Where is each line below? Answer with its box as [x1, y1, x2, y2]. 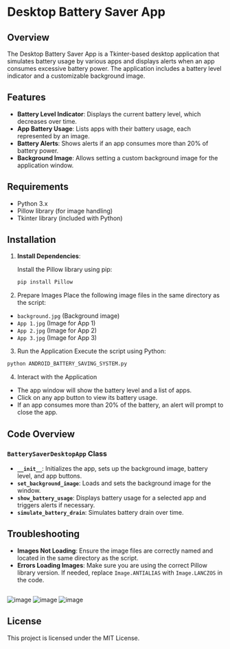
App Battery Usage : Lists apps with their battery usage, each [16, 125, 191, 133]
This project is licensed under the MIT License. [7, 634, 140, 642]
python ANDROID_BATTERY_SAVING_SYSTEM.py [7, 361, 128, 368]
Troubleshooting [7, 528, 80, 540]
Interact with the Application [16, 373, 97, 381]
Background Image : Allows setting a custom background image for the [16, 153, 218, 162]
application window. [16, 161, 74, 169]
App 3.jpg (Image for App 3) [16, 334, 97, 342]
